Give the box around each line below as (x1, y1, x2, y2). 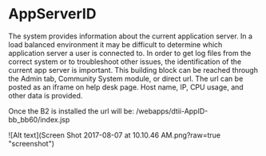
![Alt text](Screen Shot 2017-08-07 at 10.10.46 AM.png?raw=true (8, 130, 221, 140)
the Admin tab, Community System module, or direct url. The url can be (8, 74, 244, 83)
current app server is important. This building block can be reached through (8, 65, 258, 74)
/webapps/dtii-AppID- (135, 106, 208, 116)
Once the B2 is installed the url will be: (8, 106, 134, 116)
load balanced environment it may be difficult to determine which (8, 39, 223, 49)
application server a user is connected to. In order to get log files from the (8, 48, 252, 58)
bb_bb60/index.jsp (8, 114, 70, 124)
